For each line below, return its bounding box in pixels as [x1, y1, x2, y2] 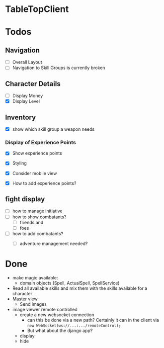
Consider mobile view [12, 170, 57, 176]
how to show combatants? [12, 214, 67, 220]
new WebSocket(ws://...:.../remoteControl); [27, 323, 121, 328]
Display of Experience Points [5, 139, 76, 146]
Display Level [12, 98, 40, 104]
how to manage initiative [12, 208, 63, 214]
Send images [19, 301, 47, 307]
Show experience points [12, 150, 62, 156]
